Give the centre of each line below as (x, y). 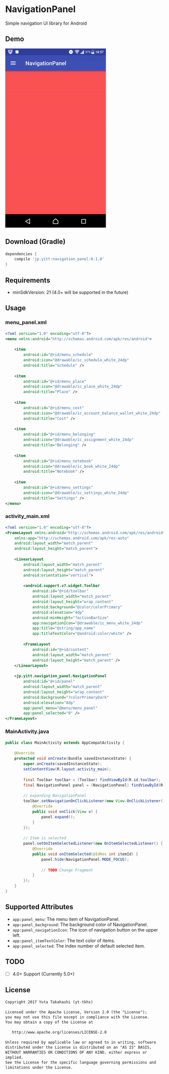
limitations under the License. (39, 1068)
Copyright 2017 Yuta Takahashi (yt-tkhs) (49, 1002)
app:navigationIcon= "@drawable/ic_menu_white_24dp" (87, 623)
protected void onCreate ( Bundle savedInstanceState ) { (73, 759)
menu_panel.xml (26, 322)
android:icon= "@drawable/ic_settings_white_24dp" (76, 493)
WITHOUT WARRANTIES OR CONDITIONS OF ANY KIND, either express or (76, 1053)
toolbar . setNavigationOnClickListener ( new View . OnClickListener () (94, 801)
